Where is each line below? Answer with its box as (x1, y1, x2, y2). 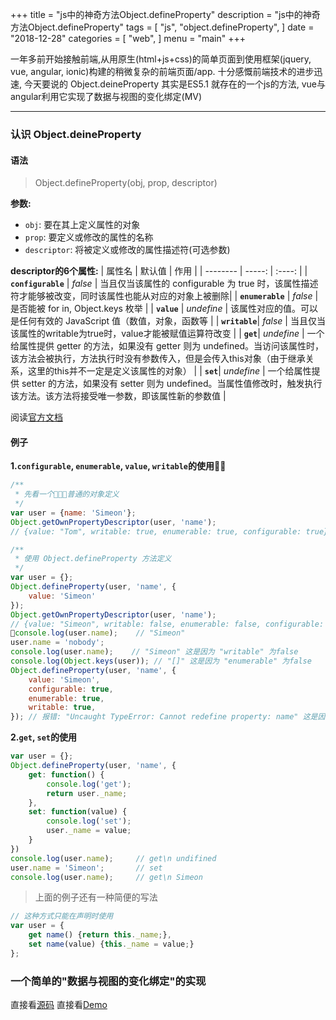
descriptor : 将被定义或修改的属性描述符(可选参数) (24, 244, 231, 256)
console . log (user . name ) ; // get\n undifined (10, 853, 217, 863)
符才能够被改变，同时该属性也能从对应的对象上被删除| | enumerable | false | (10, 290, 319, 302)
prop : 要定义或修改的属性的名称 (24, 231, 154, 243)
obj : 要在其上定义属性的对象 (24, 219, 141, 231)
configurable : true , (28, 684, 114, 694)
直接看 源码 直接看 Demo (10, 999, 108, 1011)
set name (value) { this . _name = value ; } (28, 939, 195, 950)
